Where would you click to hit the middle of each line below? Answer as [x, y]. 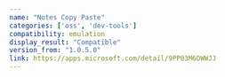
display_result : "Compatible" [65, 42]
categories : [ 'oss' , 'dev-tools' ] [73, 26]
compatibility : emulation [57, 34]
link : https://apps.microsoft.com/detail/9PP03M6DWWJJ [113, 58]
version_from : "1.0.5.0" [55, 50]
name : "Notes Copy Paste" [57, 17]
